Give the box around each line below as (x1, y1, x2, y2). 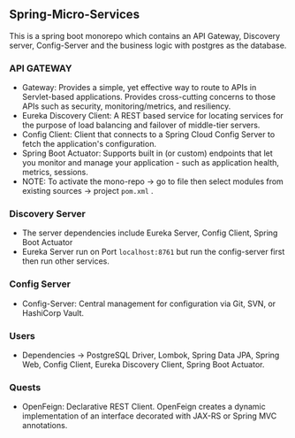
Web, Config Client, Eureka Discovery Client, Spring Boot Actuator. (21, 359, 265, 370)
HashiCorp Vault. (21, 307, 85, 318)
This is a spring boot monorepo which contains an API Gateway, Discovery (9, 30, 281, 41)
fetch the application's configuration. (21, 139, 157, 150)
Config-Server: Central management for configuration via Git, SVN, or (21, 298, 276, 309)
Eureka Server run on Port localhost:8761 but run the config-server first (21, 247, 285, 257)
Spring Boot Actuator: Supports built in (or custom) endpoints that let (21, 148, 274, 158)
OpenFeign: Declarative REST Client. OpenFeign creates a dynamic (21, 402, 267, 412)
